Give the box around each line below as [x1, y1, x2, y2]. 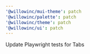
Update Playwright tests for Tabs [5, 41, 85, 48]
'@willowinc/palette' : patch [5, 14, 77, 20]
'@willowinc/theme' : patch [5, 19, 71, 25]
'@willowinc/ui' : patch [5, 25, 64, 31]
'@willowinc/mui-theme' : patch [5, 8, 82, 15]
